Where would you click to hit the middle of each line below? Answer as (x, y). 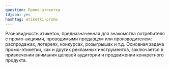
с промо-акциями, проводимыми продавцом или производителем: (79, 39)
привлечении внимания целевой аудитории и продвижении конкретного (84, 55)
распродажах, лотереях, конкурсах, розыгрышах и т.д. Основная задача (85, 44)
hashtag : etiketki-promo (32, 19)
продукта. (16, 60)
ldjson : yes (18, 15)
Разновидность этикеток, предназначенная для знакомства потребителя (85, 34)
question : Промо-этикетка (33, 10)
